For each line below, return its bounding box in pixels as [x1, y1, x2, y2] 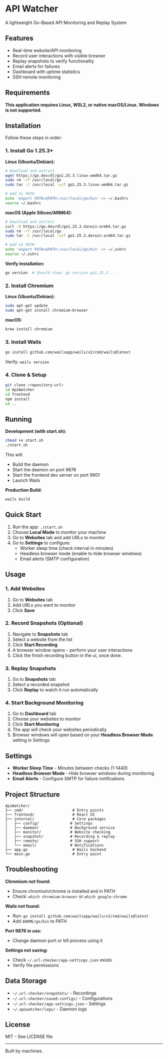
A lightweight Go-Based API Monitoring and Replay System [5, 20, 127, 26]
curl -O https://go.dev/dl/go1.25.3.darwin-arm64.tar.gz [5, 224, 126, 229]
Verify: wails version [5, 359, 49, 365]
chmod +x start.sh [5, 438, 43, 443]
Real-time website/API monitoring [12, 47, 82, 53]
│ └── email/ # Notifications [5, 843, 104, 848]
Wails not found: [5, 903, 40, 909]
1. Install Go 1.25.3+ [5, 147, 53, 154]
